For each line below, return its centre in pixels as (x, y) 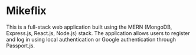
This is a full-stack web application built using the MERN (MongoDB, (89, 27)
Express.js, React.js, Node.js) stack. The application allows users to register (98, 33)
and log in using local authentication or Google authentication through (91, 39)
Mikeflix (26, 11)
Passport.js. (21, 46)
